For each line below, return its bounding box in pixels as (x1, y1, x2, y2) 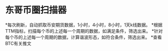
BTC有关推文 (5, 40, 31, 46)
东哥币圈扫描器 (5, 4, 67, 16)
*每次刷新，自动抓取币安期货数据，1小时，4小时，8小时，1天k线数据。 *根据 (5, 22, 162, 28)
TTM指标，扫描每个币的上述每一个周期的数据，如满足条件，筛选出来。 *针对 (5, 28, 163, 34)
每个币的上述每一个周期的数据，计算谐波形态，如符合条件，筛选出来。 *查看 (5, 34, 162, 40)
